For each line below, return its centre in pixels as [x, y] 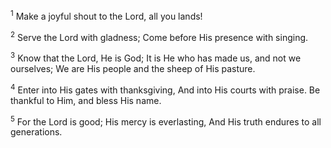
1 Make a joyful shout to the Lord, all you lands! [106, 15]
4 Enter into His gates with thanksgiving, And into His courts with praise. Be [165, 89]
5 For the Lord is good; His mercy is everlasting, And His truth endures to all [166, 121]
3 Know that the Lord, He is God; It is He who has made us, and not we [156, 57]
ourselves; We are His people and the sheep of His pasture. [133, 68]
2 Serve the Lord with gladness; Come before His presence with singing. [159, 36]
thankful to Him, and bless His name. [86, 100]
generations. [36, 132]
